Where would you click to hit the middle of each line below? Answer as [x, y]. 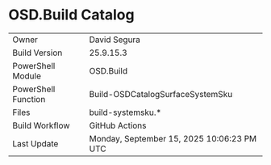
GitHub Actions [118, 125]
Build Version [38, 53]
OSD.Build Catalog [71, 15]
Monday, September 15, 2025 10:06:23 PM [173, 138]
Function [29, 99]
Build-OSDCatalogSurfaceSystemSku [161, 94]
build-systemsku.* [125, 112]
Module [27, 76]
